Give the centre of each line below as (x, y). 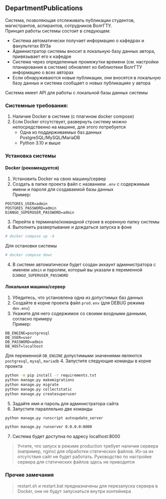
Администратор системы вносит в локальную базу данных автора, (84, 51)
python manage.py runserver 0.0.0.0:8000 (49, 427)
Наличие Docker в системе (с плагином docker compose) (73, 116)
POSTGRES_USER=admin (27, 204)
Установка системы (31, 156)
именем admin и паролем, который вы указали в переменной (77, 269)
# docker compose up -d (30, 237)
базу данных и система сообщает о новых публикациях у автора (81, 83)
